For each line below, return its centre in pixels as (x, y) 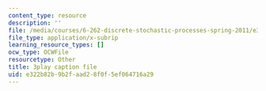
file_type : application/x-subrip (63, 38)
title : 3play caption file (53, 67)
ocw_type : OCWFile (38, 52)
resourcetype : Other (42, 60)
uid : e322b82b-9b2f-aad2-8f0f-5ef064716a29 (81, 74)
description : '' (35, 23)
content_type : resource (47, 15)
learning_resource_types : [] (56, 45)
